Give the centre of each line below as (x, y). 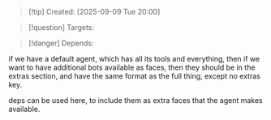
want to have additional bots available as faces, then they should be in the (132, 67)
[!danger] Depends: (61, 43)
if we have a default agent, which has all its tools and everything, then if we (134, 59)
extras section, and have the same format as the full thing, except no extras (135, 76)
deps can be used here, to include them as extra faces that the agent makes (136, 100)
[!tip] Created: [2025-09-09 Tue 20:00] (94, 12)
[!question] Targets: (61, 27)
